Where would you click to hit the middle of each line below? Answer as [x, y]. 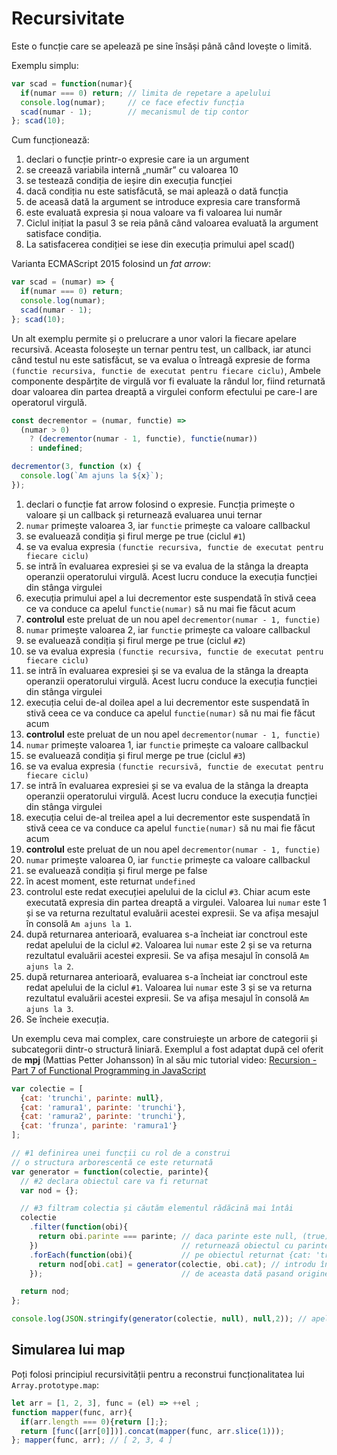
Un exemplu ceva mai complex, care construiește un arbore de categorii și [164, 1038]
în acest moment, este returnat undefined [110, 881]
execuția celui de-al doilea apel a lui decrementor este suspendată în [167, 702]
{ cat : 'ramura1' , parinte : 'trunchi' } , [103, 1107]
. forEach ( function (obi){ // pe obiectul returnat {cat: [170, 1255]
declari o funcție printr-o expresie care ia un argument [137, 159]
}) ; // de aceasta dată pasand [161, 1273]
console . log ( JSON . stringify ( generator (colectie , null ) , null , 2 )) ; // [159, 1319]
